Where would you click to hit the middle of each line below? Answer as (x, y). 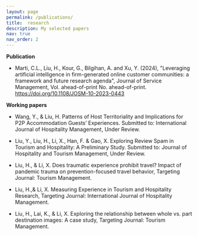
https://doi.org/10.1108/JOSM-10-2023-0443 (69, 94)
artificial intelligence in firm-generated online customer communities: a (102, 74)
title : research (28, 23)
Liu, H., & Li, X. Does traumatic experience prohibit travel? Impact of (98, 165)
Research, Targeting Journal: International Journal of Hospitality (94, 196)
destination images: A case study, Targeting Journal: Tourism (90, 220)
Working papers (27, 105)
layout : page (22, 12)
